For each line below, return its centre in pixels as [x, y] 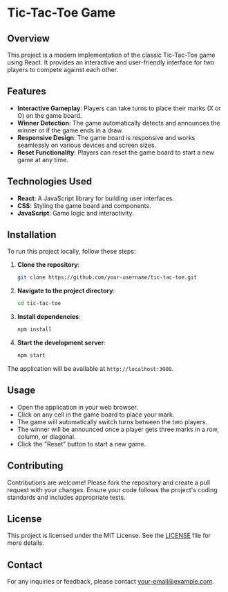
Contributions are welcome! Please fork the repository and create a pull [109, 482]
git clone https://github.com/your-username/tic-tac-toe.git [107, 278]
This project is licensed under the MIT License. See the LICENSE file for [109, 536]
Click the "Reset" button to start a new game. [82, 444]
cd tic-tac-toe [39, 304]
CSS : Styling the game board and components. [84, 205]
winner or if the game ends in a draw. [70, 130]
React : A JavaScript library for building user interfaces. [96, 198]
